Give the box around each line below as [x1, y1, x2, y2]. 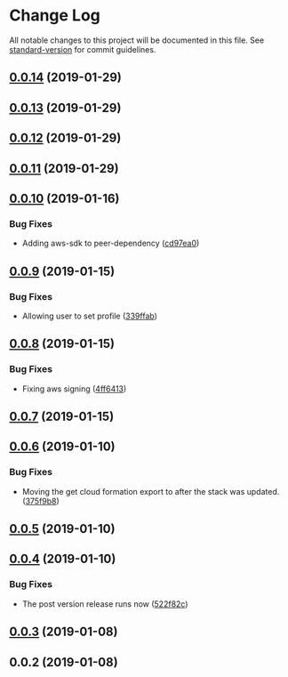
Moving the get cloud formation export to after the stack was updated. [21, 486, 280, 496]
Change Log [9, 5, 100, 26]
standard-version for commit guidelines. [9, 44, 156, 54]
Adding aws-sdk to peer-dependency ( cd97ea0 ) [21, 238, 200, 249]
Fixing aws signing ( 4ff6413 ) [21, 383, 127, 394]
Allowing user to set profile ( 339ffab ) [21, 310, 158, 321]
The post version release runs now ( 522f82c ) [21, 598, 188, 609]
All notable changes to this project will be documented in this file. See [9, 35, 265, 45]
